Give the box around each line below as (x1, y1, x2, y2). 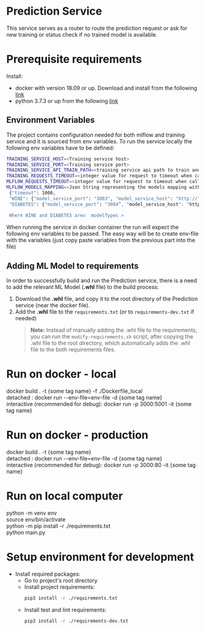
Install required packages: (15, 570, 81, 578)
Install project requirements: (24, 583, 95, 590)
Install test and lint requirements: (24, 606, 107, 614)
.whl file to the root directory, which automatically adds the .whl (30, 340, 190, 347)
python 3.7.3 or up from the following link (15, 97, 118, 104)
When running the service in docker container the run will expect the (6, 224, 179, 231)
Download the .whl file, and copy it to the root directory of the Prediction (15, 295, 198, 302)
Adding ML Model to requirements (6, 260, 139, 271)
